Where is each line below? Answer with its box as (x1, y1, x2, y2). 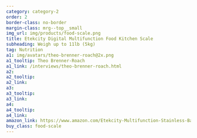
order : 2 (6, 14, 28, 20)
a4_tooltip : (6, 107, 35, 113)
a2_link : (6, 80, 28, 86)
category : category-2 (6, 8, 59, 15)
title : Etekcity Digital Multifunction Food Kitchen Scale (6, 36, 154, 42)
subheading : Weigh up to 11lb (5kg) (6, 42, 96, 48)
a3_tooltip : (6, 90, 35, 96)
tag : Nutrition (6, 47, 43, 53)
